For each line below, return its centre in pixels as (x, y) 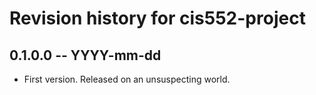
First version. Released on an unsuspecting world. (127, 79)
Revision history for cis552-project (157, 18)
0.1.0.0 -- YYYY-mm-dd (85, 55)
